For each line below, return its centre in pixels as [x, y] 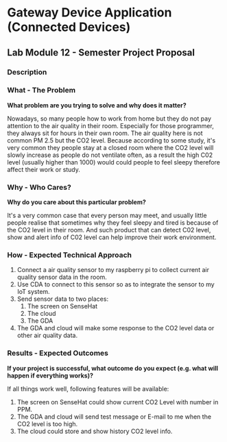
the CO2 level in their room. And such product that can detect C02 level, [109, 230]
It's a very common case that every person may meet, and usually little [107, 216]
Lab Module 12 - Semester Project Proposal [101, 52]
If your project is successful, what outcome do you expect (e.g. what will [112, 368]
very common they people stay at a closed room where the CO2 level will [110, 147]
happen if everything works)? [50, 376]
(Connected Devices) [69, 27]
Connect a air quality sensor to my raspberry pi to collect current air [113, 270]
